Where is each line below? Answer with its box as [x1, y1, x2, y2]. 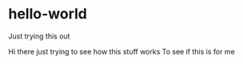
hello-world [8, 5, 88, 23]
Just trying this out [8, 31, 70, 41]
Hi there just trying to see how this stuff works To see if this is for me [8, 46, 236, 56]
